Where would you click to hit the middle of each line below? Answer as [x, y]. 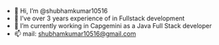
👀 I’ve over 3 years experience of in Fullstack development [99, 18]
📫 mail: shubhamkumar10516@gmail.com [75, 34]
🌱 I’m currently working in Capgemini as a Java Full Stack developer [113, 26]
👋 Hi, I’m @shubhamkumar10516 [61, 11]
